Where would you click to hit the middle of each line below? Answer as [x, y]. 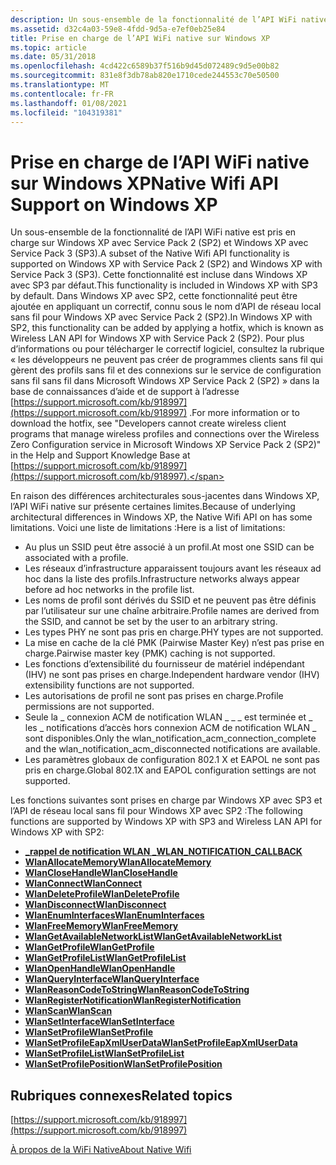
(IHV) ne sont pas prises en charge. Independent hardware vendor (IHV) [172, 675]
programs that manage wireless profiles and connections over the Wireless [165, 434]
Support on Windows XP [114, 204]
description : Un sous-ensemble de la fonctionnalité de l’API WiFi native [169, 19]
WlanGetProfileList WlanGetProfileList [105, 958]
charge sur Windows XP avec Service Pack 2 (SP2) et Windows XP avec [159, 243]
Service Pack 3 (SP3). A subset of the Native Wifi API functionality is [150, 253]
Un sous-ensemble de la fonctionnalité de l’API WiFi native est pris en [153, 232]
